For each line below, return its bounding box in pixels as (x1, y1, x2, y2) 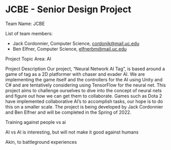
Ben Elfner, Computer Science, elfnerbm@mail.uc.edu (12, 46, 127, 52)
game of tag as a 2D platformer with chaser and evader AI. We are (5, 71, 145, 77)
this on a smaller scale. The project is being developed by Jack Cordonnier (5, 103, 163, 110)
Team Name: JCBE (5, 20, 45, 27)
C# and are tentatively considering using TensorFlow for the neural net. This (5, 82, 166, 88)
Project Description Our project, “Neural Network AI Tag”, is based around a (5, 66, 165, 72)
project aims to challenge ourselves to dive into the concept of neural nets (5, 87, 162, 93)
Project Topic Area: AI (5, 55, 51, 62)
